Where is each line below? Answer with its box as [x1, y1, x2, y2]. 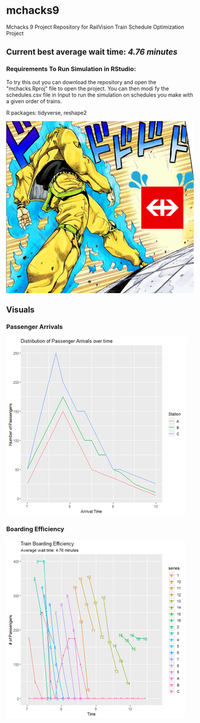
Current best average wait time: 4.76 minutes [6, 47, 178, 57]
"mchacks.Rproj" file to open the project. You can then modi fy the [6, 85, 170, 92]
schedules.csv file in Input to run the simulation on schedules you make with [6, 91, 193, 99]
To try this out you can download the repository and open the [6, 78, 157, 85]
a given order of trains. [6, 97, 62, 104]
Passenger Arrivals [6, 322, 63, 331]
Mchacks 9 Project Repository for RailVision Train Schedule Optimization [6, 23, 185, 30]
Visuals [6, 305, 35, 315]
